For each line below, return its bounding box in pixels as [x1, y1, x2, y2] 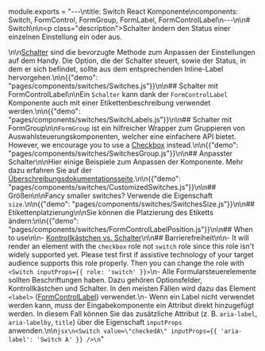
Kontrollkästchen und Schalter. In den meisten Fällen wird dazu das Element [8, 283, 256, 293]
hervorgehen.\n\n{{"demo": [8, 73, 98, 82]
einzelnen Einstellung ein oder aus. [8, 32, 123, 41]
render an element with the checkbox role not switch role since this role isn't [8, 241, 255, 251]
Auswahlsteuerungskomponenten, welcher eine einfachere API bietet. [8, 132, 236, 141]
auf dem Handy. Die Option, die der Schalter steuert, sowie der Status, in [8, 56, 246, 65]
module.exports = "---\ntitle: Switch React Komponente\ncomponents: [8, 7, 239, 16]
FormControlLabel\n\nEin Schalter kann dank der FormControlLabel [8, 90, 229, 98]
